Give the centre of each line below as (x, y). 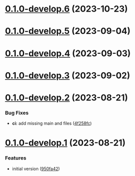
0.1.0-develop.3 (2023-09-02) (68, 75)
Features (16, 158)
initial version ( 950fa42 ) (36, 169)
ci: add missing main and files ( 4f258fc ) (52, 123)
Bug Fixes (17, 112)
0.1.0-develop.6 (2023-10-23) (67, 9)
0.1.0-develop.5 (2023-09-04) (68, 31)
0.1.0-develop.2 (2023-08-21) (67, 97)
